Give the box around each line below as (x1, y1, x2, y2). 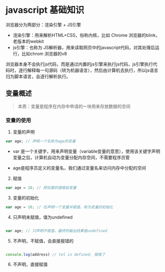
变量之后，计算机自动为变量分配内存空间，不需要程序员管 (12, 154, 130, 160)
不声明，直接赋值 (12, 262, 48, 268)
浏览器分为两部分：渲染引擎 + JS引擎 (5, 22, 82, 28)
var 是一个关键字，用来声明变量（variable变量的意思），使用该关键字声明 (12, 148, 161, 154)
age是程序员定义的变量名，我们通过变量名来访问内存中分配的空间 (12, 165, 146, 170)
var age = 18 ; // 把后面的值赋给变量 (5, 185, 77, 190)
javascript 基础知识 (5, 4, 84, 16)
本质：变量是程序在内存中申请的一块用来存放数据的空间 (17, 103, 130, 109)
